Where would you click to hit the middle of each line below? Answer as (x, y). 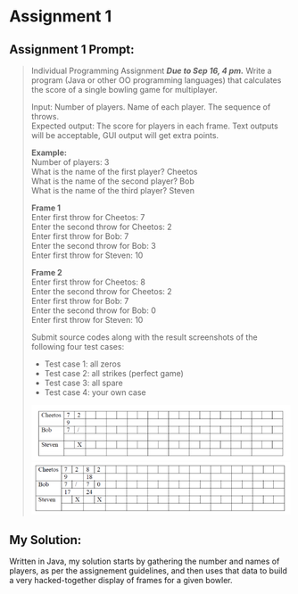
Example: (49, 153)
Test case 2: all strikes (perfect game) (114, 373)
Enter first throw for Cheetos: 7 (88, 217)
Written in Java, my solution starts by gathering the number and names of (145, 561)
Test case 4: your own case (95, 392)
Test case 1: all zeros (83, 364)
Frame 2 (46, 272)
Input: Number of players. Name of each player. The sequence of (151, 107)
